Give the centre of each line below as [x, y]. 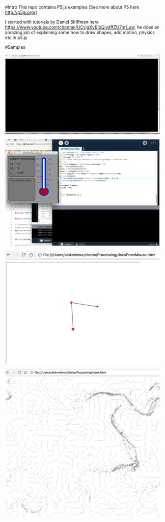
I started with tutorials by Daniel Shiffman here [52, 22]
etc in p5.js [16, 37]
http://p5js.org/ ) [21, 12]
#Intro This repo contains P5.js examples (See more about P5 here [72, 7]
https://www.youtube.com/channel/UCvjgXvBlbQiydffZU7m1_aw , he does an [82, 27]
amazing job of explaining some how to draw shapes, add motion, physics [80, 32]
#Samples [15, 47]
